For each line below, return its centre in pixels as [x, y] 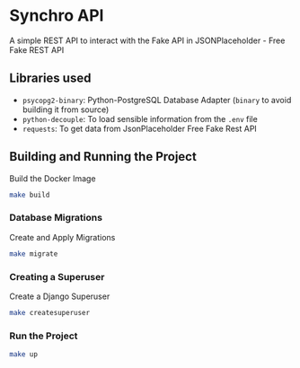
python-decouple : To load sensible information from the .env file [140, 118]
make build [30, 195]
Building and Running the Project [103, 157]
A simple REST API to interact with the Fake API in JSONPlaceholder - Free [147, 40]
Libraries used [50, 79]
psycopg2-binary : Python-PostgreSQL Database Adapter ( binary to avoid [157, 100]
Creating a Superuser [57, 276]
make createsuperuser [50, 312]
